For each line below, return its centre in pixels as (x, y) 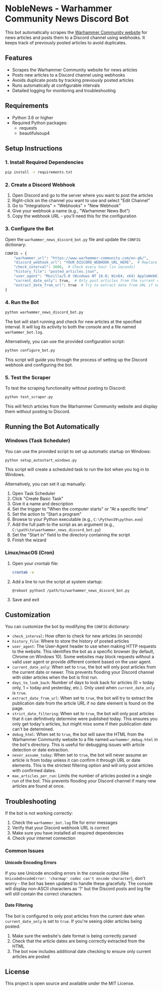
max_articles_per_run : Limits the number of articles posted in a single (82, 776)
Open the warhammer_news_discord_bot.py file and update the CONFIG (73, 239)
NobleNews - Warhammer (59, 9)
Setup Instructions (34, 148)
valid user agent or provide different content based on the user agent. (82, 662)
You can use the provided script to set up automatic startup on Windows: (78, 451)
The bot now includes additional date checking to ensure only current (81, 951)
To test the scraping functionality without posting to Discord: (65, 388)
